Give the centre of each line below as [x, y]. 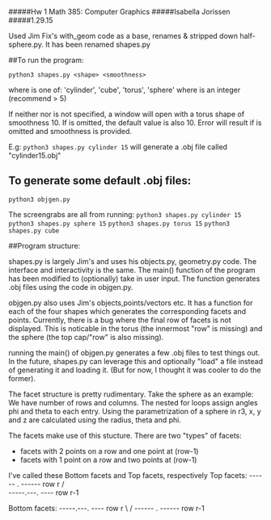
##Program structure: [44, 245]
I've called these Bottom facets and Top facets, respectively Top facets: [128, 475]
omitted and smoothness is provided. [70, 131]
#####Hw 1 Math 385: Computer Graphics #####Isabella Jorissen [119, 12]
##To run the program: [46, 60]
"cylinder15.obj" [35, 155]
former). [22, 378]
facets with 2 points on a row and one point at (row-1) [109, 451]
